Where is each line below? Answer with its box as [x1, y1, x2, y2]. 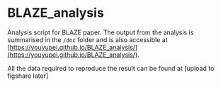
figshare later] [7, 72, 49, 80]
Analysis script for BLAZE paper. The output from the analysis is [7, 28, 194, 36]
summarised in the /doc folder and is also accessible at [7, 35, 168, 43]
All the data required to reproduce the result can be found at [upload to [7, 64, 215, 72]
